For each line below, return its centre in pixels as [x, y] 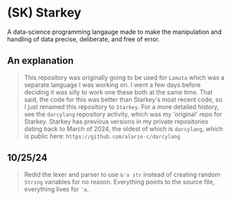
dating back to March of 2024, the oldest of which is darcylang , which [123, 128]
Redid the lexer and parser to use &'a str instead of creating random [122, 174]
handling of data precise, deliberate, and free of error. [83, 39]
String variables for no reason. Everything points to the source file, [119, 181]
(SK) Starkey [44, 13]
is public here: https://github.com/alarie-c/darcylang [102, 136]
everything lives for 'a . [56, 189]
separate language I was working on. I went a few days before [112, 85]
